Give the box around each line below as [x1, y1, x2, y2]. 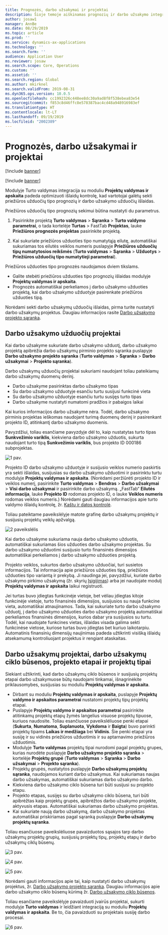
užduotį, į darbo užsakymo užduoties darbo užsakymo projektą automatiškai [5, 609, 162, 615]
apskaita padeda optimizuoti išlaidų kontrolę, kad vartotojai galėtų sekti [5, 192, 152, 198]
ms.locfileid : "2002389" [5, 119, 57, 124]
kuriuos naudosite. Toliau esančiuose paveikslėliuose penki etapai [12, 718, 148, 724]
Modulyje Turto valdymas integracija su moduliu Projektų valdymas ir [5, 187, 149, 193]
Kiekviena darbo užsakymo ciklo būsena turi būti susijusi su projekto [12, 782, 154, 788]
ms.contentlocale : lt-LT [5, 110, 57, 115]
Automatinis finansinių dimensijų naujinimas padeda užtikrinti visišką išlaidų [5, 630, 161, 636]
